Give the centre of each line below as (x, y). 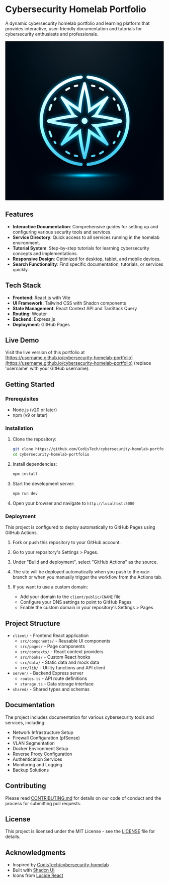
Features (19, 214)
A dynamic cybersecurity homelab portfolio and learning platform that (77, 23)
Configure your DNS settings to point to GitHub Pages (76, 602)
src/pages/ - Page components (53, 646)
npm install (25, 474)
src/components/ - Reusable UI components (65, 641)
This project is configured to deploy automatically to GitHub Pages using (80, 527)
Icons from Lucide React (38, 875)
